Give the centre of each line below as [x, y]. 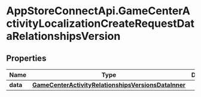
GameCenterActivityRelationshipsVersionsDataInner [109, 85]
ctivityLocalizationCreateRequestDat [100, 24]
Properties [26, 58]
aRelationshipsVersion [63, 36]
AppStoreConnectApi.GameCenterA [98, 11]
